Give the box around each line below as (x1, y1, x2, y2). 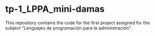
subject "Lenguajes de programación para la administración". (5, 25, 132, 31)
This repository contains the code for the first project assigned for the (5, 20, 150, 26)
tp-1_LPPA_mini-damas (5, 3, 105, 15)
